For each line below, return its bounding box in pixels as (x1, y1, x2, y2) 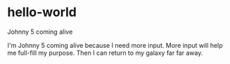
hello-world (7, 4, 77, 20)
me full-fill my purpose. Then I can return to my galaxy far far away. (7, 49, 203, 57)
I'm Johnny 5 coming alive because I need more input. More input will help (7, 41, 223, 49)
